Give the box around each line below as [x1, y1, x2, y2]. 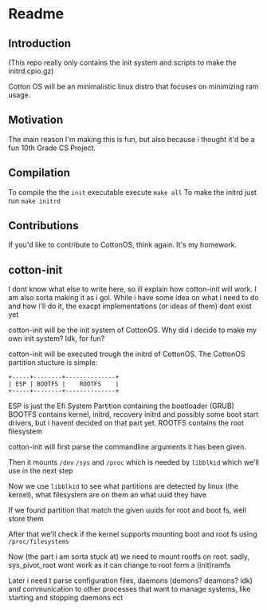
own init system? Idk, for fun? [8, 334, 105, 343]
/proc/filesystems [8, 538, 69, 546]
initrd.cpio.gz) [8, 66, 54, 76]
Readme [8, 5, 65, 23]
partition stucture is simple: [8, 358, 98, 367]
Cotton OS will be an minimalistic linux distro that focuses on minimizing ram [8, 81, 259, 91]
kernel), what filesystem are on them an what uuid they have [8, 490, 207, 500]
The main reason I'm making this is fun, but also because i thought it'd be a [8, 134, 255, 144]
